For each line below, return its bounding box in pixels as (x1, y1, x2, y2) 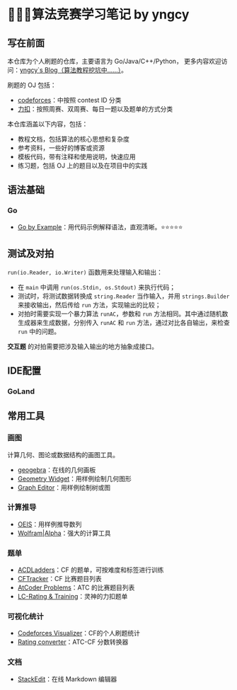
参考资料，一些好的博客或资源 (17, 144, 105, 152)
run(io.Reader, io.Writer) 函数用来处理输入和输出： (7, 268, 163, 276)
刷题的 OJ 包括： (7, 81, 57, 89)
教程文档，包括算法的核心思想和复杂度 (17, 135, 129, 143)
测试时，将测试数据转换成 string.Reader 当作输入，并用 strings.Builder (17, 292, 230, 300)
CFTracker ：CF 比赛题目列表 (17, 575, 102, 583)
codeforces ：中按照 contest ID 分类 (17, 96, 122, 104)
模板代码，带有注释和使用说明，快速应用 (17, 153, 136, 161)
